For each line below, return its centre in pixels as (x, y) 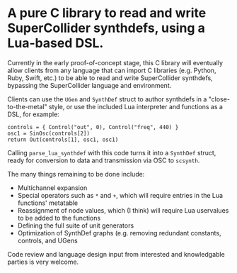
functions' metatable (48, 203)
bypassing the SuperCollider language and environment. (89, 85)
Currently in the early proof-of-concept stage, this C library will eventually (115, 62)
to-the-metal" (27, 106)
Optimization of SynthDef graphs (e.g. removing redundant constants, (119, 233)
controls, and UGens (47, 240)
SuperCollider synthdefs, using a (106, 28)
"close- (219, 99)
